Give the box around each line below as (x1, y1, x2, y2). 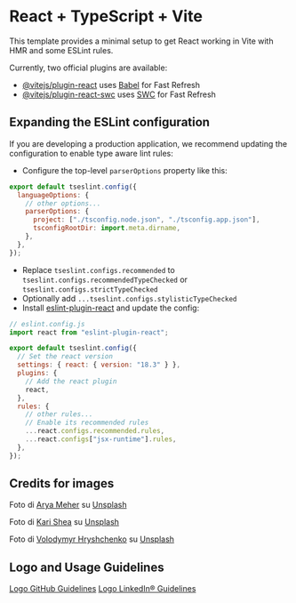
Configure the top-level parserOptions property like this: (21, 165, 228, 175)
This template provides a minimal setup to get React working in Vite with (9, 36, 274, 46)
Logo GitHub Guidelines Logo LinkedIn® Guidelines (9, 583, 196, 594)
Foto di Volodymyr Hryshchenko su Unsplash (9, 534, 175, 544)
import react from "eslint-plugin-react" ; (9, 327, 169, 337)
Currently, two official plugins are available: (9, 62, 168, 73)
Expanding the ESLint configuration (9, 115, 211, 130)
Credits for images (9, 476, 115, 491)
